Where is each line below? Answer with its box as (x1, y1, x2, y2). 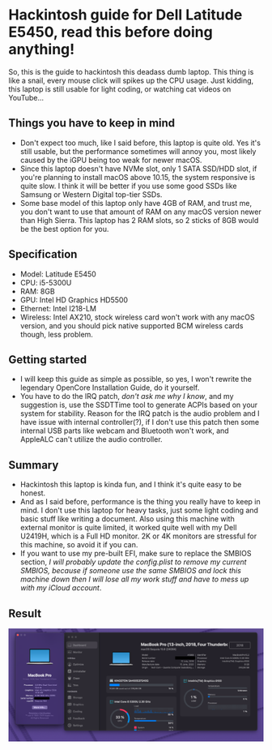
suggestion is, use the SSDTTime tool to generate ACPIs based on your (19, 400, 258, 410)
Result (8, 606, 42, 620)
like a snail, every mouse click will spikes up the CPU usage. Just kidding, (8, 75, 254, 85)
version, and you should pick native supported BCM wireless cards (19, 320, 244, 330)
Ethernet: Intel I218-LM (19, 303, 97, 313)
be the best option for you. (19, 224, 109, 234)
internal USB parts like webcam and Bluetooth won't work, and (19, 426, 229, 435)
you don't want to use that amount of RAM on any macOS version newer (19, 207, 261, 216)
